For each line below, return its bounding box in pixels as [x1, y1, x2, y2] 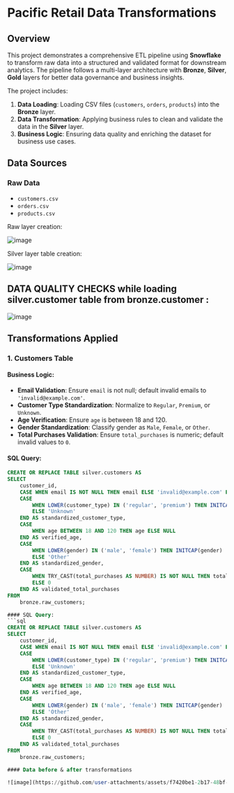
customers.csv [17, 195, 58, 203]
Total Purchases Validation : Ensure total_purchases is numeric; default [17, 430, 224, 439]
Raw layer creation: [7, 222, 63, 230]
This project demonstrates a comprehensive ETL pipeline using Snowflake [7, 51, 221, 59]
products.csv [17, 210, 56, 217]
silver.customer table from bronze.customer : [7, 294, 210, 306]
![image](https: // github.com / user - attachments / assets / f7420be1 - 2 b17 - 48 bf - [7, 778, 229, 786]
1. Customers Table [7, 353, 74, 363]
